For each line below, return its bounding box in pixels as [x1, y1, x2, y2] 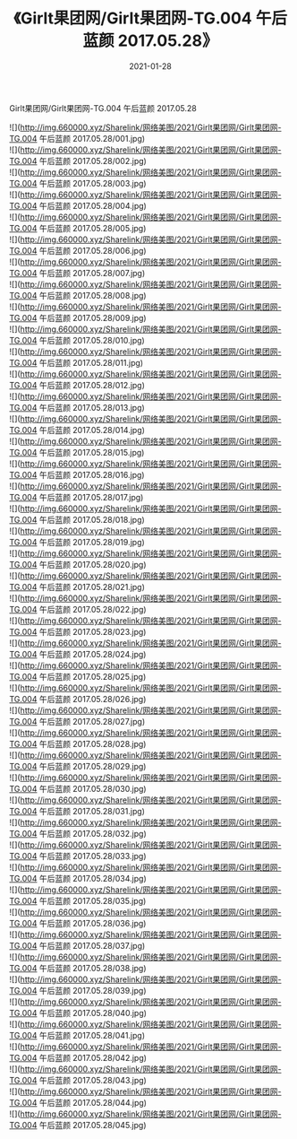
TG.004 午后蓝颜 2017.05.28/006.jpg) [9, 245, 147, 256]
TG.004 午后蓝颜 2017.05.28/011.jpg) [9, 357, 144, 368]
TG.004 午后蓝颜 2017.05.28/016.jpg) [9, 469, 145, 480]
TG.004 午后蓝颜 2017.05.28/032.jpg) [9, 828, 147, 839]
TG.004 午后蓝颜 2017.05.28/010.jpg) [9, 335, 145, 345]
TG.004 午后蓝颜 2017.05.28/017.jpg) [9, 491, 144, 502]
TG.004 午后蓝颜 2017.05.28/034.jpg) [9, 873, 148, 883]
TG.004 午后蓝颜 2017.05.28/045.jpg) [9, 1119, 147, 1130]
